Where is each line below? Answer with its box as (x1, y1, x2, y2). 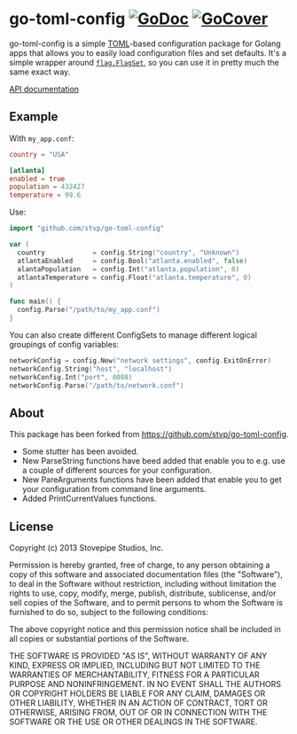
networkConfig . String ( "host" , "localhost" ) (9, 364, 173, 373)
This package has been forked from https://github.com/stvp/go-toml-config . (9, 429, 289, 440)
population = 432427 (9, 183, 86, 191)
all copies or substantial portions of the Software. (9, 634, 189, 644)
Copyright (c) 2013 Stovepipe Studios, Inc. (9, 543, 164, 553)
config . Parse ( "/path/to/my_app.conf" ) (17, 306, 161, 315)
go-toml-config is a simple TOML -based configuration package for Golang (9, 38, 281, 49)
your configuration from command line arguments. (21, 484, 207, 495)
